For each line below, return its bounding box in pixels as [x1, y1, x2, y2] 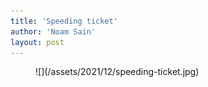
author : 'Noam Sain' [10, 26, 97, 37]
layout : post [10, 37, 65, 47]
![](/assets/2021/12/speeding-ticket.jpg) [35, 66, 200, 78]
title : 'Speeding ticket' [10, 16, 118, 26]
